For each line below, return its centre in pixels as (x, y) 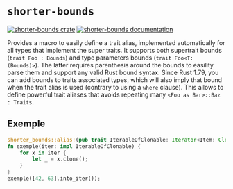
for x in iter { (43, 153)
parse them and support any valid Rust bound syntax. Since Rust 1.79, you (113, 72)
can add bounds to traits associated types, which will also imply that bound (115, 80)
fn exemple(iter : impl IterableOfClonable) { (74, 146)
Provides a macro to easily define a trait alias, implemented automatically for (116, 42)
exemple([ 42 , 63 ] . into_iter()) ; (54, 179)
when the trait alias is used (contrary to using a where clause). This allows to (115, 87)
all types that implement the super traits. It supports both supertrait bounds (114, 50)
